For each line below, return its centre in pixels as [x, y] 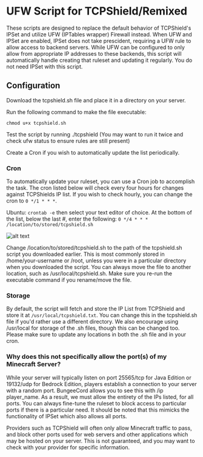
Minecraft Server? [34, 364]
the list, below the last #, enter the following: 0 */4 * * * [77, 219]
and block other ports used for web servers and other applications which [97, 434]
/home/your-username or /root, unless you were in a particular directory [96, 261]
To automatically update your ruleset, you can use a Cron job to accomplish [101, 182]
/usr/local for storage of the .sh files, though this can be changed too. [93, 328]
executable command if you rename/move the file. [69, 280]
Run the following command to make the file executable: [76, 112]
